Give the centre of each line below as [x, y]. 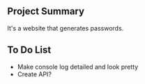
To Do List [29, 50]
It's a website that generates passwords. [66, 28]
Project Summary [46, 11]
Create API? [35, 74]
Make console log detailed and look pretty [78, 67]
